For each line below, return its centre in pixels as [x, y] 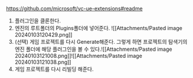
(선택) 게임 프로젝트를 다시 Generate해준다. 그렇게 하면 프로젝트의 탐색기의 [101, 42]
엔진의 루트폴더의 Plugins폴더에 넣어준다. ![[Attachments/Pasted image [99, 28]
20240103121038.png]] [43, 62]
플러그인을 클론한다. [37, 21]
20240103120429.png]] [43, 35]
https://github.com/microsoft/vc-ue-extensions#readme [74, 9]
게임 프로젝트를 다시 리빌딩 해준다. [54, 69]
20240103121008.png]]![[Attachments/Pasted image [78, 56]
